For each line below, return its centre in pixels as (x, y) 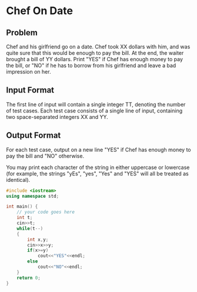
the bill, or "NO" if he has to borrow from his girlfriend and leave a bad (91, 65)
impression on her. (29, 72)
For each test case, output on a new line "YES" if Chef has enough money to (98, 150)
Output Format (34, 136)
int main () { (22, 207)
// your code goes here (46, 212)
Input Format (30, 90)
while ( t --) (30, 228)
